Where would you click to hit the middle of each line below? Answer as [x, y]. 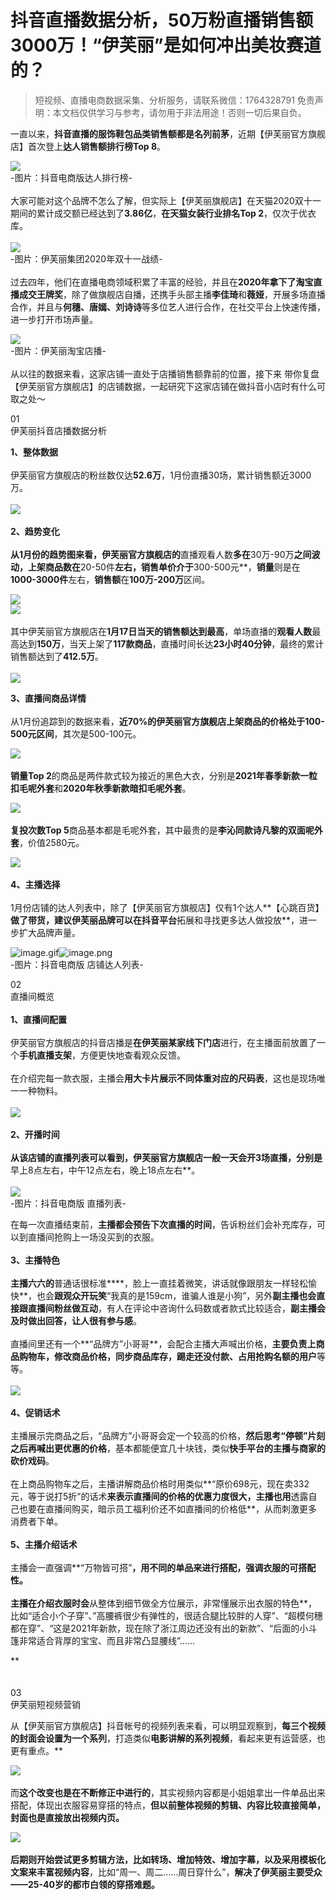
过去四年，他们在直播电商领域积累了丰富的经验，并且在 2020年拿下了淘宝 [162, 282]
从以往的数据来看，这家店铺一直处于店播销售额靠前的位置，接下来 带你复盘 [165, 373]
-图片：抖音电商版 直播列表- [68, 1203]
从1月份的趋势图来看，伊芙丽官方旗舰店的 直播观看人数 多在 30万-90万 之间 [161, 554]
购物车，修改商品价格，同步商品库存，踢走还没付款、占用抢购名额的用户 [167, 1356]
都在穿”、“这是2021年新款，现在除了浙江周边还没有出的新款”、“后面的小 [159, 1628]
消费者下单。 [36, 1521]
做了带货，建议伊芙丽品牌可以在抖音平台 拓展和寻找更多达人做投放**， [155, 920]
